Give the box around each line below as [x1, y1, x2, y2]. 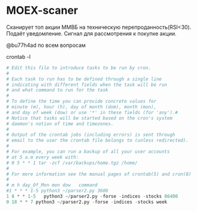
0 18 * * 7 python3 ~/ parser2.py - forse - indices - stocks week [6, 199, 168, 205]
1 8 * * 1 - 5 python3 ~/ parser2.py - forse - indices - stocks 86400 [6, 194, 178, 200]
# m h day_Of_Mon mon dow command [6, 182, 98, 188]
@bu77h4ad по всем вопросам [6, 41, 86, 49]
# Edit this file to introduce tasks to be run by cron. [6, 64, 151, 71]
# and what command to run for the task [6, 87, 109, 93]
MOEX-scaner [6, 4, 78, 17]
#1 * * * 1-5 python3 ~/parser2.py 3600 [6, 188, 109, 194]
